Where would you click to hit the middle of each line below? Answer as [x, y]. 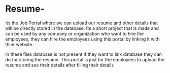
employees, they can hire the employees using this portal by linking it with [82, 39]
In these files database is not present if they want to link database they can [84, 54]
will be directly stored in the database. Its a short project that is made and [82, 28]
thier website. [20, 44]
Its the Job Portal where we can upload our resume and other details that [82, 23]
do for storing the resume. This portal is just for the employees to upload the [85, 59]
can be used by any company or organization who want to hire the [75, 33]
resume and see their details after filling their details [60, 65]
